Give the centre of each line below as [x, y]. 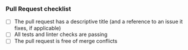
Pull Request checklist [38, 9]
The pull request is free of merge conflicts [66, 41]
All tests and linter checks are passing [61, 35]
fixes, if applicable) [37, 28]
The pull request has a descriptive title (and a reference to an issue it [98, 22]
